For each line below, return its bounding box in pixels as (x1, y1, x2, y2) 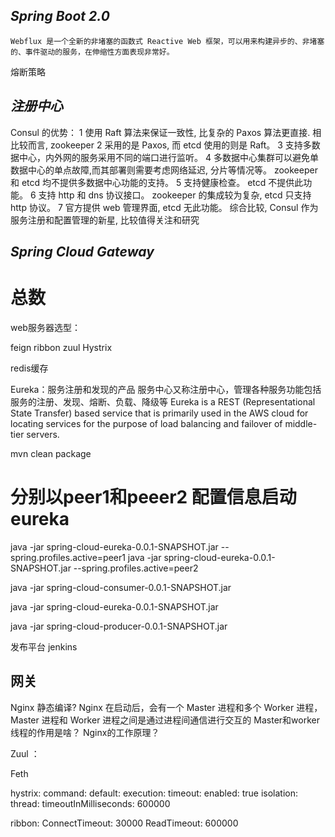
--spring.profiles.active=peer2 (73, 562, 199, 574)
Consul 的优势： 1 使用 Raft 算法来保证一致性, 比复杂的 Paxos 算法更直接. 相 (10, 126, 322, 138)
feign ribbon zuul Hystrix (10, 341, 113, 353)
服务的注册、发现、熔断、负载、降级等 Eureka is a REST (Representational (10, 395, 316, 408)
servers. (26, 428, 60, 440)
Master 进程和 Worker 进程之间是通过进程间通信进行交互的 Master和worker (10, 714, 320, 726)
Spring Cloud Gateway (10, 244, 155, 261)
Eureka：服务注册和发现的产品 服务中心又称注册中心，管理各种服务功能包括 (10, 383, 322, 395)
